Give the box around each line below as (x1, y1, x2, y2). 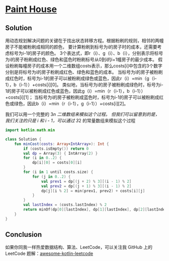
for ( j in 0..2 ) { (32, 174, 71, 179)
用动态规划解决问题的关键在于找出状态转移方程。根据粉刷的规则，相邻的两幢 (5, 38, 164, 43)
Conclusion (5, 230, 42, 239)
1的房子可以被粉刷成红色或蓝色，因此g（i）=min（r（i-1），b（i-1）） (5, 88, 146, 94)
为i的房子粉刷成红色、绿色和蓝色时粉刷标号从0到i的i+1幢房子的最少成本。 (5, 56, 157, 62)
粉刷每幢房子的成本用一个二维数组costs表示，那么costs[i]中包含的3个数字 (9, 63, 162, 69)
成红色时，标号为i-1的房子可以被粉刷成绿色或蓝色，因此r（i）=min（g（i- (5, 76, 157, 81)
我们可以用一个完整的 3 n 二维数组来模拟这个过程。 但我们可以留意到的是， (5, 111, 160, 117)
